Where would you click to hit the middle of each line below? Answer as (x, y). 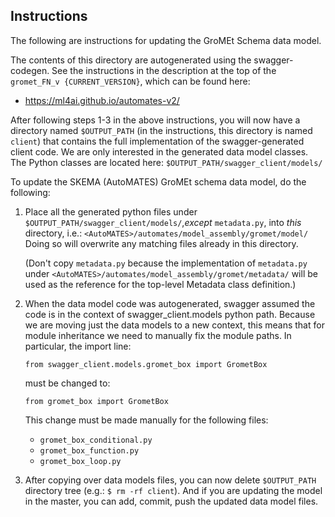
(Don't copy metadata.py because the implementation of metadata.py (166, 263)
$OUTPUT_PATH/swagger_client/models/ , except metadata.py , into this (163, 222)
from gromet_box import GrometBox (96, 401)
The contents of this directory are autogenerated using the (131, 60)
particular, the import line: (78, 346)
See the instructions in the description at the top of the (164, 70)
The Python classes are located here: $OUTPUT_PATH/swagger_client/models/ (166, 162)
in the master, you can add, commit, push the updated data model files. (171, 501)
